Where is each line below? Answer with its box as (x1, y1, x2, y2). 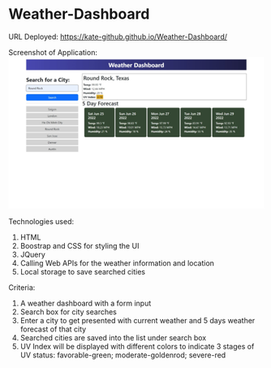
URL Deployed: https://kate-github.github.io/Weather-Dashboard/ (8, 32, 227, 41)
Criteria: (8, 282, 36, 292)
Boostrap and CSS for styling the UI (19, 240, 140, 250)
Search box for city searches (19, 306, 118, 317)
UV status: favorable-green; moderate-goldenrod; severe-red (19, 350, 226, 360)
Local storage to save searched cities (19, 266, 146, 276)
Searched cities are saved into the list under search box (19, 332, 207, 342)
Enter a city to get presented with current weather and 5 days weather (19, 315, 256, 325)
